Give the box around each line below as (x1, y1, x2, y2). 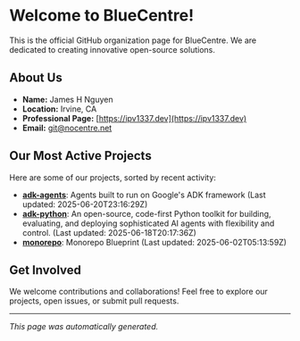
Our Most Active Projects (9, 148, 152, 163)
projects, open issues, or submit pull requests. (9, 295, 179, 306)
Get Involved (9, 262, 82, 278)
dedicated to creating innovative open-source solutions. (9, 44, 216, 54)
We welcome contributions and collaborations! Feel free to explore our (9, 287, 268, 297)
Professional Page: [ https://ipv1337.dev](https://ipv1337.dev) (21, 112, 247, 123)
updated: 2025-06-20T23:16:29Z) (21, 198, 148, 210)
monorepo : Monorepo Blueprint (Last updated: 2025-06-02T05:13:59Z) (21, 237, 287, 247)
